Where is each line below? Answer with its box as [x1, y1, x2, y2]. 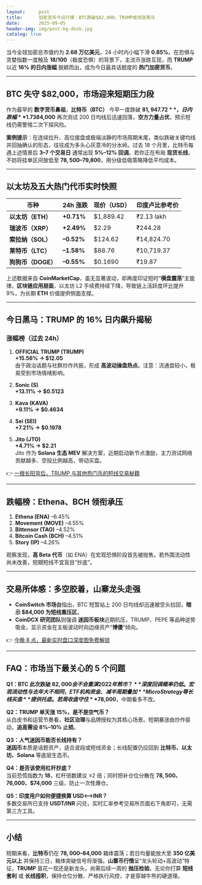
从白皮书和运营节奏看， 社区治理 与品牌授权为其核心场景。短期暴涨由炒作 [6, 716, 185, 723]
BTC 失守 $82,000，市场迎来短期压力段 [6, 89, 155, 99]
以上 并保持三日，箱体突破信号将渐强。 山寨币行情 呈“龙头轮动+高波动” [11, 857, 185, 864]
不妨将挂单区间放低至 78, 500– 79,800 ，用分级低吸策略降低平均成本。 [6, 156, 180, 164]
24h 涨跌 [62, 200, 88, 209]
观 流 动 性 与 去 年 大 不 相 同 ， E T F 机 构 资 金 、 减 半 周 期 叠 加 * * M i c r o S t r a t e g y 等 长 [6, 688, 194, 695]
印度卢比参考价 [136, 200, 179, 209]
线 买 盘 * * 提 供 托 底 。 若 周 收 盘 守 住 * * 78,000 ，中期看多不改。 [6, 695, 159, 703]
